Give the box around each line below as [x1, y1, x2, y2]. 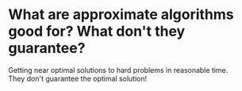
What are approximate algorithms [8, 6, 234, 24]
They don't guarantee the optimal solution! [8, 74, 148, 83]
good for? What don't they [8, 22, 186, 40]
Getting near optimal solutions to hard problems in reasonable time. [8, 65, 229, 74]
